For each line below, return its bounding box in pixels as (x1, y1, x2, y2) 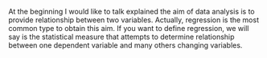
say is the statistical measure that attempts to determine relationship (8, 32, 235, 41)
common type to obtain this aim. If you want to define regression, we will (8, 24, 249, 33)
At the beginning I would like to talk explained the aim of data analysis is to (8, 7, 255, 16)
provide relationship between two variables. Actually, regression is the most (8, 15, 260, 25)
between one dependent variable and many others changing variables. (8, 41, 243, 50)
